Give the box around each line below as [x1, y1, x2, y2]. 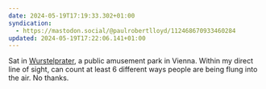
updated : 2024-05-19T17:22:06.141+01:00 [8, 34, 147, 42]
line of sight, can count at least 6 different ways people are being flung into [8, 65, 258, 75]
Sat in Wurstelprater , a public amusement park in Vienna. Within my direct [8, 56, 254, 66]
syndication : [8, 19, 52, 27]
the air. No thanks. [8, 73, 69, 83]
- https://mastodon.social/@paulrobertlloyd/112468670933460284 [15, 26, 236, 34]
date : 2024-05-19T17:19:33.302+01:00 [8, 11, 135, 20]
